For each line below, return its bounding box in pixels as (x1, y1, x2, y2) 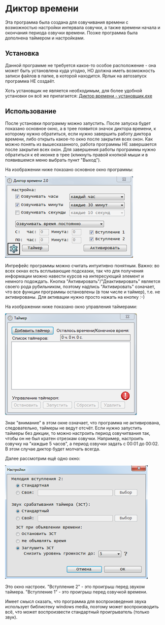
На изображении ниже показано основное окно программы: (5, 166, 133, 173)
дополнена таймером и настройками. (5, 35, 85, 41)
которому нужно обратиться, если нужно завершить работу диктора (5, 131, 151, 137)
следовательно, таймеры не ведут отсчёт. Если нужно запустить (5, 425, 142, 431)
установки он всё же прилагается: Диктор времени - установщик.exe (5, 93, 153, 99)
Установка (5, 49, 39, 58)
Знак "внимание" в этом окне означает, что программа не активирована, (5, 419, 161, 425)
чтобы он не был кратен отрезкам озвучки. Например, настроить (5, 435, 144, 441)
